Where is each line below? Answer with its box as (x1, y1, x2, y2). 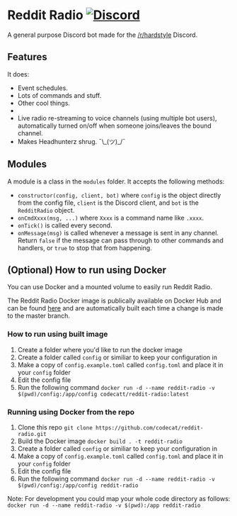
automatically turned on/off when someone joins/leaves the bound (17, 121, 212, 130)
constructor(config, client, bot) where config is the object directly (17, 191, 221, 199)
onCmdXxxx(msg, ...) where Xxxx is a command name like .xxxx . (17, 213, 204, 222)
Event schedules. (17, 84, 69, 92)
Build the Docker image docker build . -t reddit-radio (17, 437, 183, 445)
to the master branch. (7, 312, 71, 320)
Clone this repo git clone (17, 422, 93, 432)
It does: (7, 69, 30, 78)
